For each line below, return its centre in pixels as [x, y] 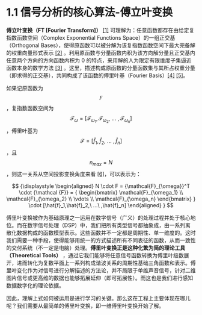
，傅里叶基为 [22, 131]
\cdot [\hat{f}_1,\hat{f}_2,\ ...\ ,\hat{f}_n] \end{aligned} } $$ [101, 205]
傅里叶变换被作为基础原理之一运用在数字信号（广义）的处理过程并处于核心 [98, 217]
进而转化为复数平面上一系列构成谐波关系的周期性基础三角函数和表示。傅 [106, 263]
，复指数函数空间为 [30, 108]
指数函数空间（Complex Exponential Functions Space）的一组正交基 [91, 37]
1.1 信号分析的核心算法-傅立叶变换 [90, 12]
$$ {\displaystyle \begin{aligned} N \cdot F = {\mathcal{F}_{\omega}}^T [101, 186]
